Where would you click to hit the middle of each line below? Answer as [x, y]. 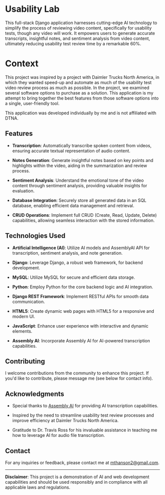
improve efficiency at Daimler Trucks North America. [65, 421]
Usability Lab [32, 9]
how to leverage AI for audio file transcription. [58, 435]
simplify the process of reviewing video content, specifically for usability [78, 28]
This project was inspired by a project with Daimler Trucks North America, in [82, 77]
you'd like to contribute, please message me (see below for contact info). [79, 378]
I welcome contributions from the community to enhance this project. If [77, 373]
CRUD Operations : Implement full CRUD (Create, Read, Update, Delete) [84, 215]
